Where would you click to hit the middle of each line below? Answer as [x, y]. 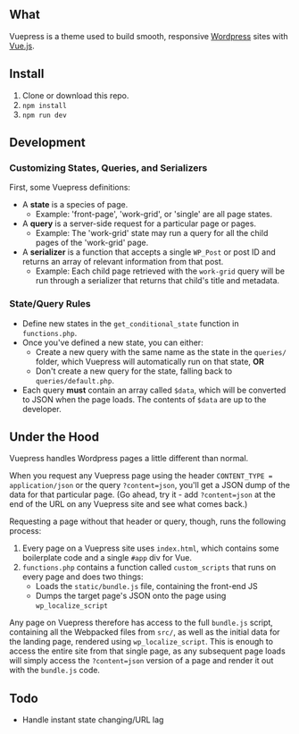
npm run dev [44, 115]
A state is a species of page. [75, 205]
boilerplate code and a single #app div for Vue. [107, 558]
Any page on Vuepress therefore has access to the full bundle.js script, [141, 623]
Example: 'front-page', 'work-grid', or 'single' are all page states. [154, 215]
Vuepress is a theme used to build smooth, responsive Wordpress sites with [149, 36]
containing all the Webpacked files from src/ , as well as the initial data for [145, 632]
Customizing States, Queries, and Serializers [108, 167]
